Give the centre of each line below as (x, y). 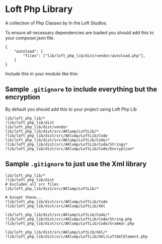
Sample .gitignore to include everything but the (81, 89)
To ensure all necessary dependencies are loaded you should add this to (80, 32)
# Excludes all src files (32, 184)
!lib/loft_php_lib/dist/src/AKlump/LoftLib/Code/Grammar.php (70, 223)
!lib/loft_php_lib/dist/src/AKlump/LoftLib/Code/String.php (69, 219)
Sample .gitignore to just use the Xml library (76, 164)
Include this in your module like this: (42, 74)
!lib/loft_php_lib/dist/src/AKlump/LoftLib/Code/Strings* (66, 144)
